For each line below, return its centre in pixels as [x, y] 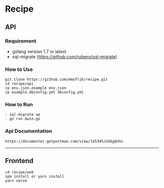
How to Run [19, 104]
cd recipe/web [20, 172]
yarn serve [16, 181]
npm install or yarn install [35, 176]
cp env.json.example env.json [36, 88]
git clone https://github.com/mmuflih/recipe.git [57, 80]
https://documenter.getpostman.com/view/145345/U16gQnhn [64, 141]
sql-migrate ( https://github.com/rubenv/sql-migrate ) [64, 57]
